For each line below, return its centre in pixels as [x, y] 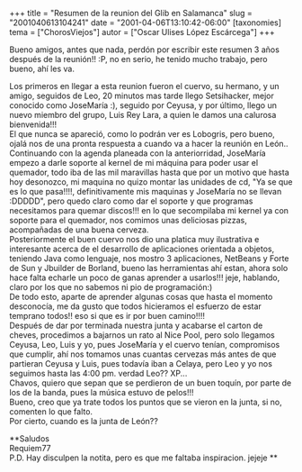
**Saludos [29, 439]
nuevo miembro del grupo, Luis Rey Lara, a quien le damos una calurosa [143, 115]
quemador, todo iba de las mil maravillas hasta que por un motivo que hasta [149, 172]
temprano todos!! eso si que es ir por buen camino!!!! [107, 316]
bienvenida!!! [33, 124]
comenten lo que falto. [51, 412]
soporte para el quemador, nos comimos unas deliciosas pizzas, [128, 220]
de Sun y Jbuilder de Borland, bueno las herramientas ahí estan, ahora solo [149, 268]
